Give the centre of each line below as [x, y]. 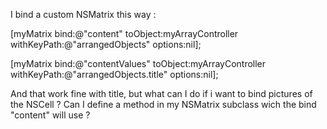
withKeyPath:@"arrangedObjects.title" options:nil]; [114, 74]
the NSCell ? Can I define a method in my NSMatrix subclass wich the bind [163, 104]
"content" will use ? [50, 115]
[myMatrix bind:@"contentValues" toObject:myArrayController [138, 63]
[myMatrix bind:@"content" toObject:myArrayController [124, 33]
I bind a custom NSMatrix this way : [83, 14]
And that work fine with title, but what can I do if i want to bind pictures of [161, 93]
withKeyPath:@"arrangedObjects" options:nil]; [106, 44]
